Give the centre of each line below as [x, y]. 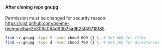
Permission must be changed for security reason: [56, 18]
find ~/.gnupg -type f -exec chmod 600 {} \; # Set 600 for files [76, 38]
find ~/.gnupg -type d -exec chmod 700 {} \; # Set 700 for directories [82, 42]
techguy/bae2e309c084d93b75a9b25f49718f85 [55, 29]
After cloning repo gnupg [32, 7]
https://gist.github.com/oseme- [37, 23]
